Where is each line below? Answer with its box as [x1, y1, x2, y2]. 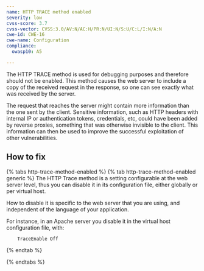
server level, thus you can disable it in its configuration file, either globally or [6, 181, 198, 188]
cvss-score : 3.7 [6, 20, 47, 26]
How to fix [6, 152, 46, 162]
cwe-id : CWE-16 [6, 32, 45, 38]
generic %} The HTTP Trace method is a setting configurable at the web [6, 174, 188, 181]
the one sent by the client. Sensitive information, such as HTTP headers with [6, 108, 199, 116]
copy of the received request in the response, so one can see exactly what [6, 83, 194, 91]
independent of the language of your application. [6, 205, 129, 213]
